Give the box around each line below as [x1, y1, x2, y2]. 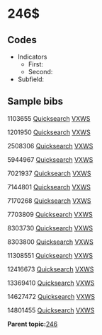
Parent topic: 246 [7, 319, 58, 328]
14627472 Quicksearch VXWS [7, 292, 96, 300]
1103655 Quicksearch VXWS [7, 114, 91, 122]
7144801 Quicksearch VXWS [7, 182, 91, 191]
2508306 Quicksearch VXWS [7, 141, 93, 150]
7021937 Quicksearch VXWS [7, 169, 91, 177]
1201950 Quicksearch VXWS [7, 128, 91, 136]
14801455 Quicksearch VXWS [7, 306, 95, 315]
